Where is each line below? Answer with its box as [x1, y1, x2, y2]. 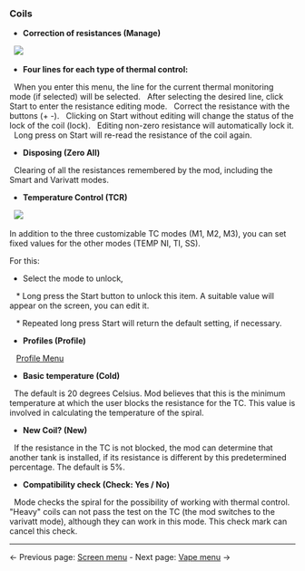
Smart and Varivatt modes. [9, 175, 109, 186]
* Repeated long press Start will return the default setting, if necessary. [15, 318, 282, 329]
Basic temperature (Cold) [22, 371, 121, 382]
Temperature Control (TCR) [22, 192, 128, 203]
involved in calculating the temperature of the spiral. [9, 407, 204, 419]
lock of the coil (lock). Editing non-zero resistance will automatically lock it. [9, 121, 295, 131]
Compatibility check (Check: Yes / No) [22, 479, 171, 490]
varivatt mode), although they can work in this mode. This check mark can [9, 516, 288, 527]
